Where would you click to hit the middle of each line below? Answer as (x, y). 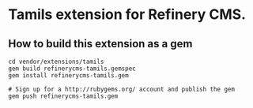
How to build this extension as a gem (100, 44)
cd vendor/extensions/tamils (56, 61)
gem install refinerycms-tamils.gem (68, 76)
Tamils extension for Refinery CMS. (127, 15)
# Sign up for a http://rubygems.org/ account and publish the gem (122, 89)
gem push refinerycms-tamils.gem (63, 96)
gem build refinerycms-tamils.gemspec (72, 69)
